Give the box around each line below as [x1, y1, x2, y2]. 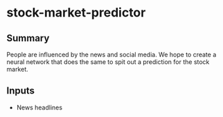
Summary [6, 32, 50, 44]
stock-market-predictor [6, 5, 146, 21]
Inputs [6, 85, 35, 97]
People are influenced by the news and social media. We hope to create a [6, 50, 217, 58]
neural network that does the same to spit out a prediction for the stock [6, 58, 210, 66]
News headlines [16, 103, 63, 111]
